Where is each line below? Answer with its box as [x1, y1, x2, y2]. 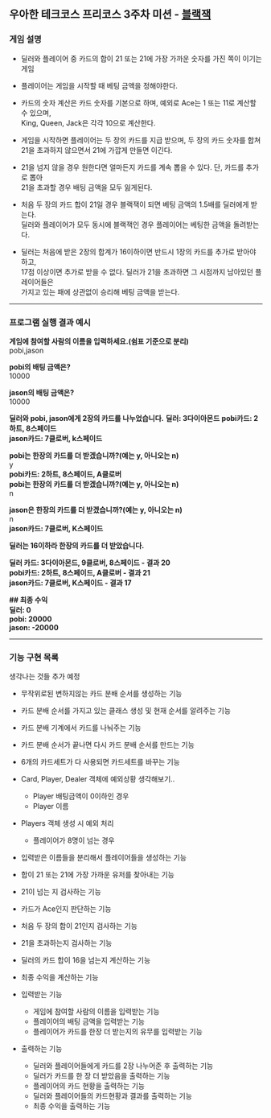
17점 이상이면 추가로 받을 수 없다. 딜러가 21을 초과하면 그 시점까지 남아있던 [20, 266, 254, 276]
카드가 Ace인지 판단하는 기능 [20, 904, 112, 914]
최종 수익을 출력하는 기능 [32, 1101, 111, 1111]
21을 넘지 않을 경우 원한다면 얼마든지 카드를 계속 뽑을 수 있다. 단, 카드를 [20, 162, 244, 171]
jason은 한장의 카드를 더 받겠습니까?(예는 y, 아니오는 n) [9, 505, 183, 514]
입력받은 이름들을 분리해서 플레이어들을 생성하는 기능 [20, 852, 187, 863]
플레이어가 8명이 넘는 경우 [32, 835, 115, 845]
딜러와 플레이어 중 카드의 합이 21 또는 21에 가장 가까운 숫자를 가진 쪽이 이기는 [20, 53, 262, 63]
